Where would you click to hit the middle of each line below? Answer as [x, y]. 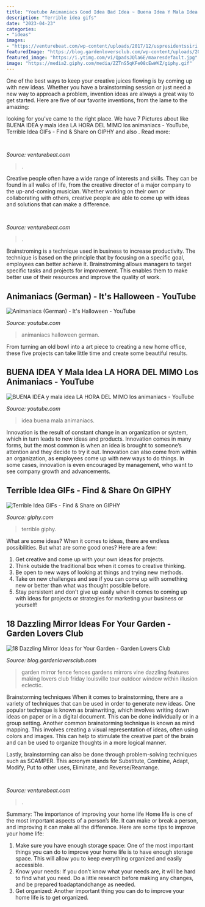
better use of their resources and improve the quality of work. [84, 277]
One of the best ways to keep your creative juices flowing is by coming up [99, 81]
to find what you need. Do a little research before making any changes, [104, 878]
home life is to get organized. [52, 897]
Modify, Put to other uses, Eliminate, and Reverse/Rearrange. [83, 767]
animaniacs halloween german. [60, 335]
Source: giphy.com [30, 517]
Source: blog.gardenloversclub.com [51, 660]
